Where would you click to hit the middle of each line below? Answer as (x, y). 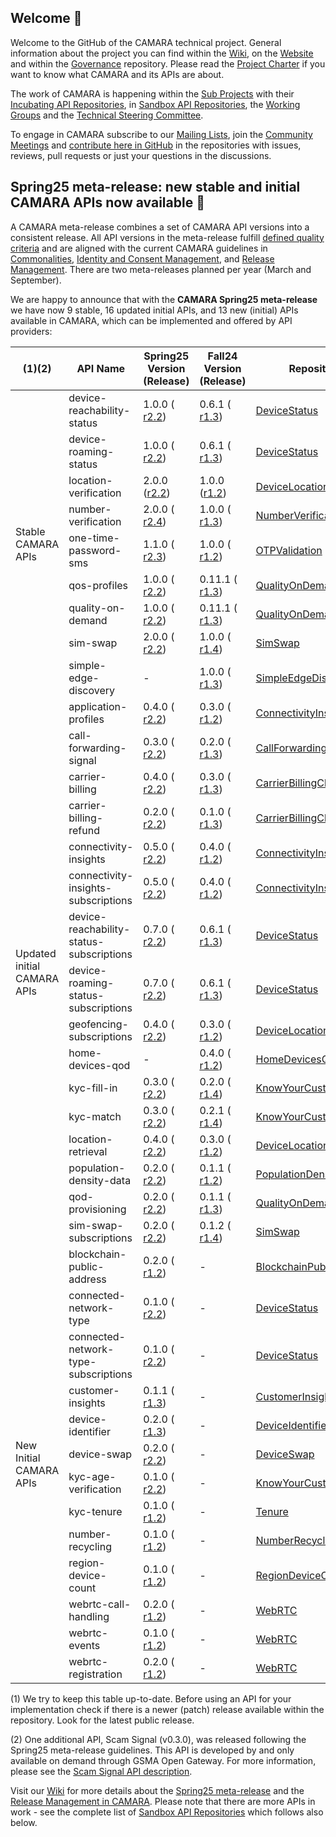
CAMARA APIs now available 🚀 (107, 202)
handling (89, 1616)
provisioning (97, 1209)
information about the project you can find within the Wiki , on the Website (162, 53)
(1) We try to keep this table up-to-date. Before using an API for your (151, 1698)
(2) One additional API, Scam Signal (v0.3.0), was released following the (158, 1739)
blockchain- (97, 1254)
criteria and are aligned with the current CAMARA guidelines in (139, 248)
